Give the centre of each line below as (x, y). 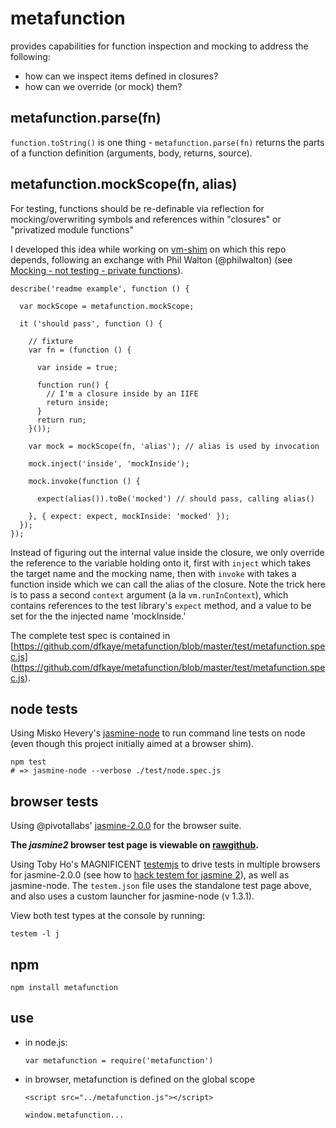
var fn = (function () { (80, 350)
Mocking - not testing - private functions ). (97, 270)
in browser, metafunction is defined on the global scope (140, 1079)
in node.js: (46, 1042)
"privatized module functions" (72, 229)
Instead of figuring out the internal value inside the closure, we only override (167, 552)
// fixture (51, 341)
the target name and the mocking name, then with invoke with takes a (153, 573)
